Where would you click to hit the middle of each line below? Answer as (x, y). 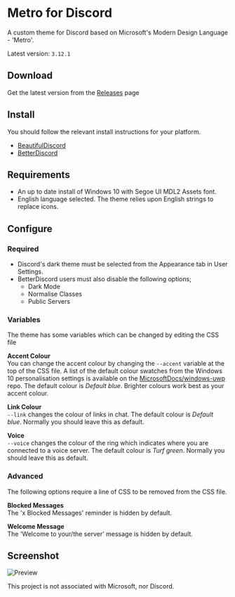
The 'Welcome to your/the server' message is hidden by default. (100, 534)
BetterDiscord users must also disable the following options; (104, 279)
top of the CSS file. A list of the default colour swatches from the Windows (115, 371)
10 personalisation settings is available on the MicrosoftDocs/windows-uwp (116, 378)
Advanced (25, 476)
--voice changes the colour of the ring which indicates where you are (108, 443)
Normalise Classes (55, 294)
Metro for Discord (60, 13)
